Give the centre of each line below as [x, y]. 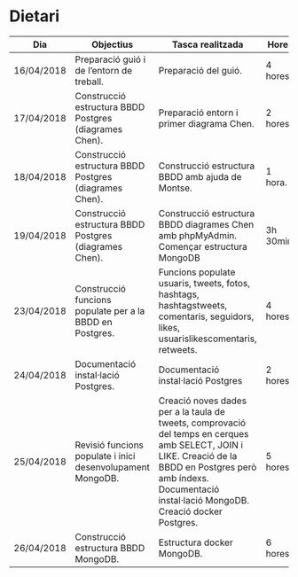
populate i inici [105, 456]
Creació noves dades [202, 401]
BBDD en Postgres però [208, 467]
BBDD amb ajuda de [200, 176]
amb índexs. [184, 478]
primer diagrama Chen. [206, 123]
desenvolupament [113, 467]
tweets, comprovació [202, 423]
